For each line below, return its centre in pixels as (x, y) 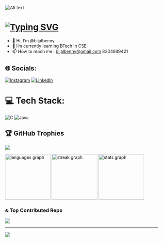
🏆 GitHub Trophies (35, 133)
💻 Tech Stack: (35, 100)
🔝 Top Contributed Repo (34, 210)
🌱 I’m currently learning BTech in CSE (49, 46)
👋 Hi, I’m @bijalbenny (33, 40)
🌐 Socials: (21, 68)
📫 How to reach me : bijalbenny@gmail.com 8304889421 (70, 51)
